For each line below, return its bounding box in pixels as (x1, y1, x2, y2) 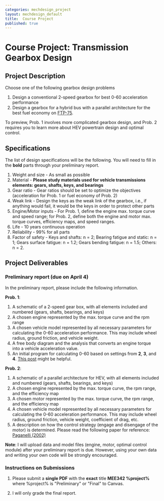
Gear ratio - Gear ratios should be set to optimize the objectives (12, 187, 141, 194)
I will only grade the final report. (12, 490, 77, 496)
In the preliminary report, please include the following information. (5, 285, 139, 291)
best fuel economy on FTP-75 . (12, 110, 73, 116)
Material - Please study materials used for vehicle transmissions (12, 177, 146, 183)
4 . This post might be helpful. (12, 356, 72, 362)
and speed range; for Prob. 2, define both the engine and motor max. (12, 214, 152, 220)
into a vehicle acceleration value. (12, 345, 79, 351)
